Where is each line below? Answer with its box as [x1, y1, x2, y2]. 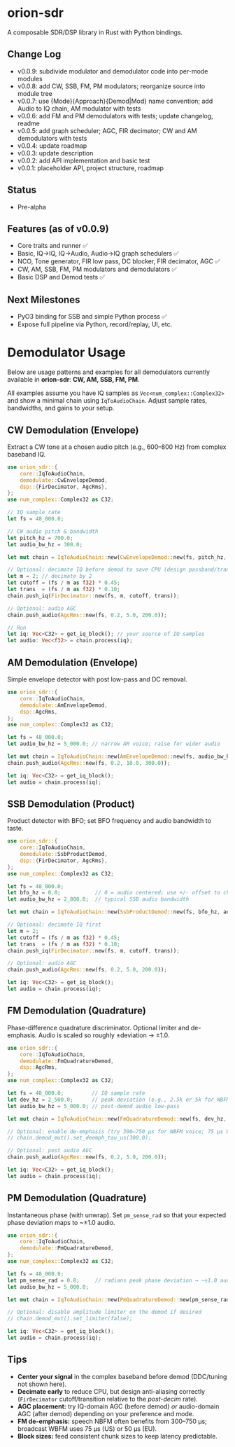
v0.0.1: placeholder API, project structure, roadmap [17, 163, 164, 172]
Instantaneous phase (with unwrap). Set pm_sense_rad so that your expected [7, 1210, 227, 1219]
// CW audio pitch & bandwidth [7, 527, 99, 535]
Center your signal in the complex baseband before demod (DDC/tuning [17, 1372, 227, 1380]
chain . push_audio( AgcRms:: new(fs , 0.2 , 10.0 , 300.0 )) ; [7, 759, 171, 766]
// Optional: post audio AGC [7, 1147, 92, 1154]
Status [7, 184, 37, 196]
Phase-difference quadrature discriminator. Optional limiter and [7, 1023, 190, 1032]
